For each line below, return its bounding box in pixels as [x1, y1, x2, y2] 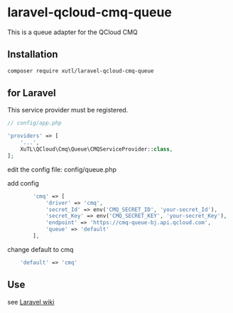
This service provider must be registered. [7, 106, 129, 115]
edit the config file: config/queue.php [7, 165, 117, 174]
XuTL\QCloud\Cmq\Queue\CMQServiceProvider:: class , [20, 146, 173, 153]
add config [7, 179, 39, 187]
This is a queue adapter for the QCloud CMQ [7, 28, 139, 36]
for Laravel [7, 87, 56, 100]
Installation [7, 48, 58, 60]
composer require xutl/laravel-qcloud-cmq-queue [7, 67, 154, 75]
